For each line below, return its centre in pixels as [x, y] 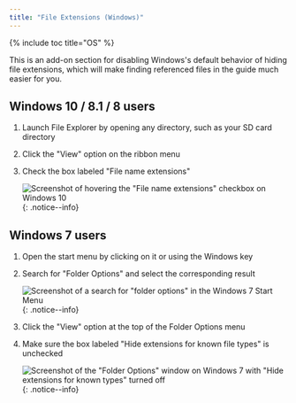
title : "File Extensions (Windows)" [76, 17]
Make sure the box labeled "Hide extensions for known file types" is [145, 344]
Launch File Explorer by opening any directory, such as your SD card [147, 128]
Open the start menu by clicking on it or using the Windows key [137, 257]
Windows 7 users [58, 235]
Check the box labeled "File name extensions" [106, 171]
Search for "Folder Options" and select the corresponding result [139, 274]
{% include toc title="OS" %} [62, 43]
